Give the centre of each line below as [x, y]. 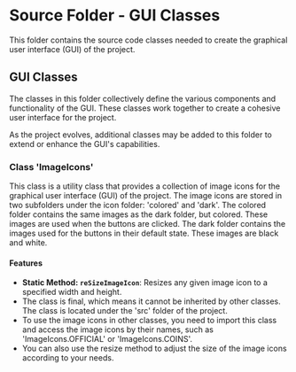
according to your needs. [68, 358]
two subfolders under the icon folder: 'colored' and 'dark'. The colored [138, 205]
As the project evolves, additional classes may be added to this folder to [140, 135]
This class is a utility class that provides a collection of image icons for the [145, 186]
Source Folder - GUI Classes [115, 15]
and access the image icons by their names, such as [118, 329]
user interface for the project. [63, 117]
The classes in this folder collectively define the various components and [143, 98]
